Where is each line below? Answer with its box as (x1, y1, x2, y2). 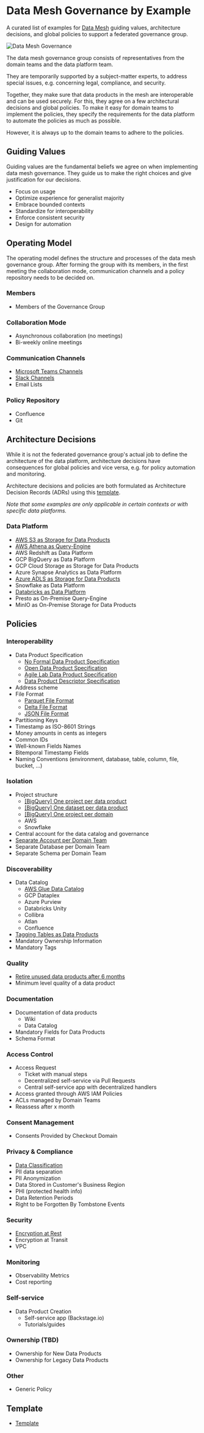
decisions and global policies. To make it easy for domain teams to (6, 103, 174, 111)
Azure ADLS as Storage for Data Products (15, 575, 120, 582)
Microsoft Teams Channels (15, 368, 83, 375)
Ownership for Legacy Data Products (15, 1356, 109, 1363)
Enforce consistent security (15, 214, 85, 221)
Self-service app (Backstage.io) (24, 1314, 104, 1322)
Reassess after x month (15, 1103, 75, 1110)
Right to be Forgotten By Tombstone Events (15, 1200, 125, 1208)
